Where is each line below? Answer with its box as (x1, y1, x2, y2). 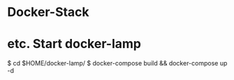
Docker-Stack (7, 4, 89, 20)
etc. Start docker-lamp (7, 36, 142, 52)
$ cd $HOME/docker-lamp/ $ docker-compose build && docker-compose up (7, 59, 228, 67)
